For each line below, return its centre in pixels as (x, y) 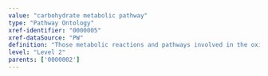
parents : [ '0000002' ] (44, 60)
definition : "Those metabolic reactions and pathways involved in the (128, 45)
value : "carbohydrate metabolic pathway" (78, 15)
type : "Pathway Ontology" (51, 23)
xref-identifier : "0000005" (55, 30)
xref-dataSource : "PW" (46, 38)
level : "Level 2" (37, 52)
